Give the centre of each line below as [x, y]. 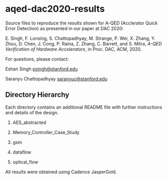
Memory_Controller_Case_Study [46, 132]
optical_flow [25, 162]
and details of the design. [32, 112]
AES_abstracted [29, 122]
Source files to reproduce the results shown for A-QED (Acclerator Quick [81, 23]
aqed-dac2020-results [55, 9]
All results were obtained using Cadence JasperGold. [61, 172]
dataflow [22, 152]
